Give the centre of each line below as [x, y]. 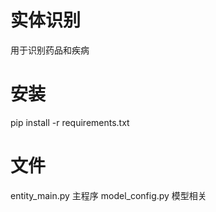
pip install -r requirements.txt [70, 122]
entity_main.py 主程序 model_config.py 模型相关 [108, 195]
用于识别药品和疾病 [50, 50]
